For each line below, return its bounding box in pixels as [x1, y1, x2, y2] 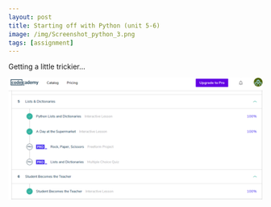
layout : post [8, 13, 52, 21]
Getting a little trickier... [8, 61, 86, 72]
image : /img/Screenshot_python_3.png [8, 30, 135, 38]
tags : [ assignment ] [8, 39, 74, 47]
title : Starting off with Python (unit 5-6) [8, 21, 161, 30]
